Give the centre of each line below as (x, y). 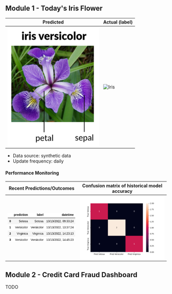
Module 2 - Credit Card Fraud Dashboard (71, 275)
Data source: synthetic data (42, 156)
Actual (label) (118, 22)
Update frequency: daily (38, 161)
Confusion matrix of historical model (122, 186)
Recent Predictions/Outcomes (41, 188)
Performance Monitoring (32, 173)
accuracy (122, 191)
